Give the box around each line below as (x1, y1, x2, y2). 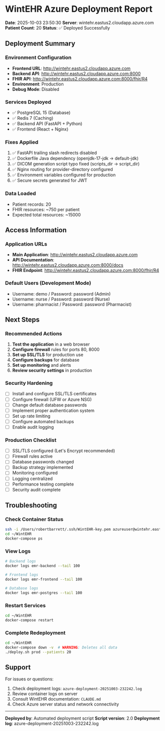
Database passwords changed (12, 459, 74, 465)
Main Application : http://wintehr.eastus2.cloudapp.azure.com (12, 252, 138, 258)
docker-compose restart (5, 618, 54, 623)
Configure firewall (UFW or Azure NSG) (12, 396, 92, 402)
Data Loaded (5, 190, 36, 197)
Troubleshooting (5, 501, 57, 510)
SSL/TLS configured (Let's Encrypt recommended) (12, 448, 115, 454)
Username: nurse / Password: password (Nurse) (12, 296, 110, 302)
